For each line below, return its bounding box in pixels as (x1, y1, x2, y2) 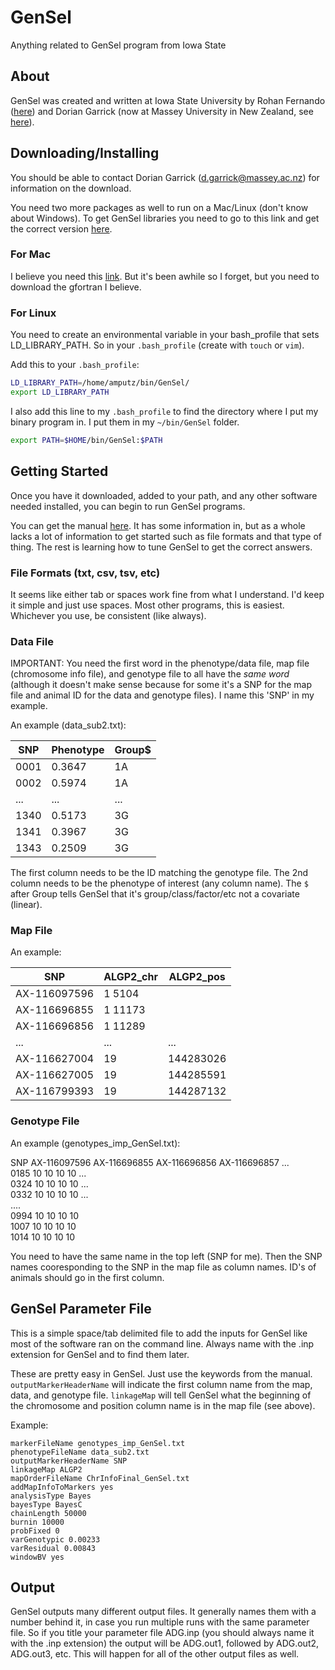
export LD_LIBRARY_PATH (10, 387, 110, 398)
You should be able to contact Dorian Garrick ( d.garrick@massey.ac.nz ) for (10, 171, 320, 183)
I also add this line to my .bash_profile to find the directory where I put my (10, 405, 319, 417)
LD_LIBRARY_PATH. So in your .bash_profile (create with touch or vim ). (10, 339, 305, 351)
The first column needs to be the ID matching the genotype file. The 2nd (10, 867, 309, 879)
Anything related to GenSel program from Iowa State (10, 39, 227, 51)
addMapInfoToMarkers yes (10, 1482, 114, 1492)
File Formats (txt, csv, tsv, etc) (10, 566, 161, 580)
